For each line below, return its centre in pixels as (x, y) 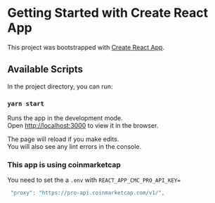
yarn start (26, 104)
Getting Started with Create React (108, 13)
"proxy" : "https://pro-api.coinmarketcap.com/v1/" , (87, 193)
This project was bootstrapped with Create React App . (86, 47)
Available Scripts (45, 69)
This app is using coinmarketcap (64, 164)
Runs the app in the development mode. (65, 118)
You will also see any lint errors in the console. (74, 147)
